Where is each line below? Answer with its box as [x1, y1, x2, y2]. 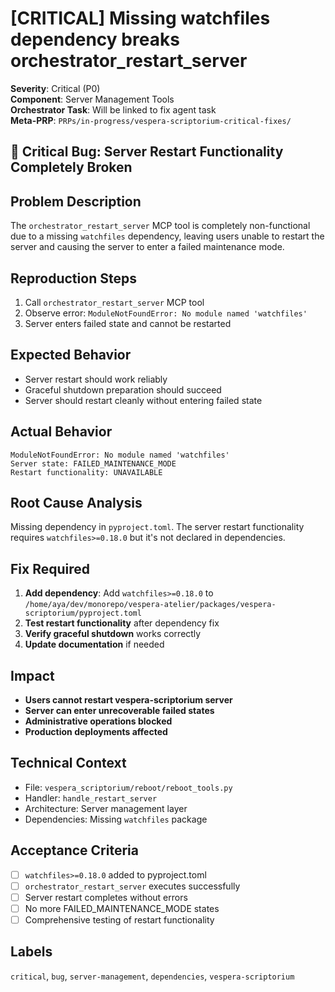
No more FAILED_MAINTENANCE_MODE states [24, 902, 220, 914]
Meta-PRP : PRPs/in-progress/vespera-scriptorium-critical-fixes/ [10, 114, 292, 126]
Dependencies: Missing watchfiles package [24, 813, 208, 825]
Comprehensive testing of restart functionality [24, 913, 215, 926]
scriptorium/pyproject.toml [24, 608, 142, 619]
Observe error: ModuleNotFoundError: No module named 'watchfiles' [24, 307, 308, 319]
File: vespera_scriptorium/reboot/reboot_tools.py [24, 781, 233, 793]
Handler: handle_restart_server [24, 792, 158, 804]
